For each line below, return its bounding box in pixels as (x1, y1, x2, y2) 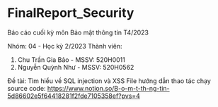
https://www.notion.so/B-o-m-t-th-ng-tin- (47, 84, 170, 92)
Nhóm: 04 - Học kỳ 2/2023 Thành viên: (7, 42, 122, 50)
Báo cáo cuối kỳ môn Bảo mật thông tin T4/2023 (7, 28, 149, 37)
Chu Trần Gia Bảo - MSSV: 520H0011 (17, 55, 125, 64)
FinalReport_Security (7, 5, 134, 21)
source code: (7, 84, 46, 92)
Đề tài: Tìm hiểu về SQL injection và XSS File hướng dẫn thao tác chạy (7, 76, 211, 85)
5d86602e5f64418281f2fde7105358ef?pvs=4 (7, 92, 140, 100)
